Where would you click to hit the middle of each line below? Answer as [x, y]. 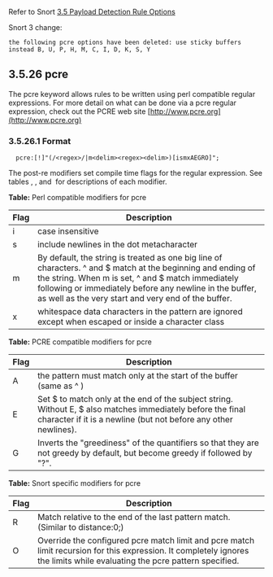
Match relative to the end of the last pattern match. [134, 518]
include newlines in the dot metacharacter [117, 245]
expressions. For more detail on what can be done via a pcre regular [123, 103]
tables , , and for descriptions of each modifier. [88, 181]
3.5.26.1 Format [40, 141]
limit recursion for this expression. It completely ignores [143, 551]
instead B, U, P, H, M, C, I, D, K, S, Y [80, 50]
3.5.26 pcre [39, 74]
